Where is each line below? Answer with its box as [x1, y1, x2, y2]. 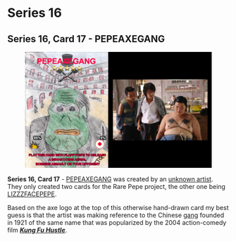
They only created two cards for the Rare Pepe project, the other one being [7, 183, 225, 191]
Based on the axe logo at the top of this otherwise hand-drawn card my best [7, 204, 229, 212]
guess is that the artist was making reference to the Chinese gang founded [7, 211, 225, 219]
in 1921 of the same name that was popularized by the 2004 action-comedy [7, 219, 227, 227]
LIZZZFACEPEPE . [7, 190, 57, 198]
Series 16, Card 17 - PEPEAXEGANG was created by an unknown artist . [7, 175, 213, 183]
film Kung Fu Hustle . [7, 226, 68, 235]
